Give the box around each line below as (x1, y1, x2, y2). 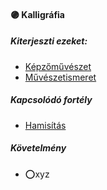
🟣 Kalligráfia (10, 8, 65, 20)
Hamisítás (24, 119, 67, 131)
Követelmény (10, 142, 67, 154)
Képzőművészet (24, 60, 92, 72)
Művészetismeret (24, 71, 97, 83)
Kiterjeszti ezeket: (10, 35, 88, 47)
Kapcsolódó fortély (10, 94, 93, 106)
